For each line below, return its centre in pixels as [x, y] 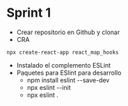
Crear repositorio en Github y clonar [68, 32]
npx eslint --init [49, 87]
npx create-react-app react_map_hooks [63, 52]
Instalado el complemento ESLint [64, 65]
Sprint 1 [29, 13]
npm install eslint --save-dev [68, 80]
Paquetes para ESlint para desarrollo [69, 73]
